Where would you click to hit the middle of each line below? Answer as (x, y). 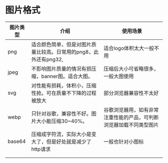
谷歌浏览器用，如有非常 (131, 110)
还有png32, (50, 59)
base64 (17, 141)
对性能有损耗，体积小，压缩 (64, 85)
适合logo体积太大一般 (129, 48)
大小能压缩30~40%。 (62, 121)
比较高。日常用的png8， (65, 52)
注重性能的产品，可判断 (131, 117)
